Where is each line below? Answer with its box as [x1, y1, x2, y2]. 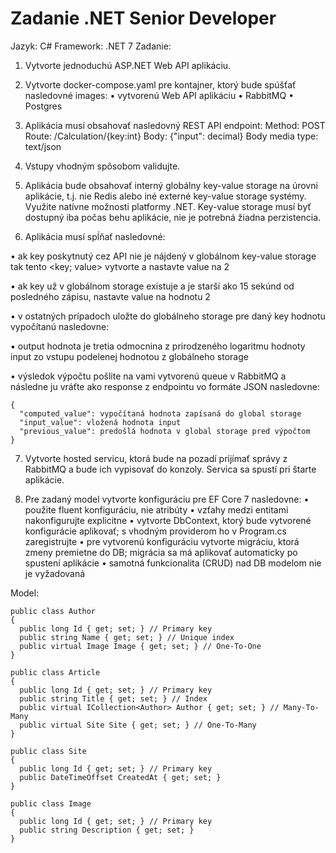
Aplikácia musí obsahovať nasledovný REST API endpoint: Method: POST [24, 119, 326, 131]
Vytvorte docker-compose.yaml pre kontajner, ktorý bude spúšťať [24, 78, 297, 91]
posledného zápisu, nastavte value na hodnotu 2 [10, 290, 211, 302]
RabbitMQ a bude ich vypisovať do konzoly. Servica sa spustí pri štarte [24, 463, 317, 475]
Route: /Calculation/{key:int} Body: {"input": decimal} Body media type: [24, 130, 319, 142]
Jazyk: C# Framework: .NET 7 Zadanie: [10, 40, 172, 52]
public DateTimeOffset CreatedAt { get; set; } [19, 772, 222, 782]
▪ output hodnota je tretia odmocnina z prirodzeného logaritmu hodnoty [10, 340, 306, 352]
